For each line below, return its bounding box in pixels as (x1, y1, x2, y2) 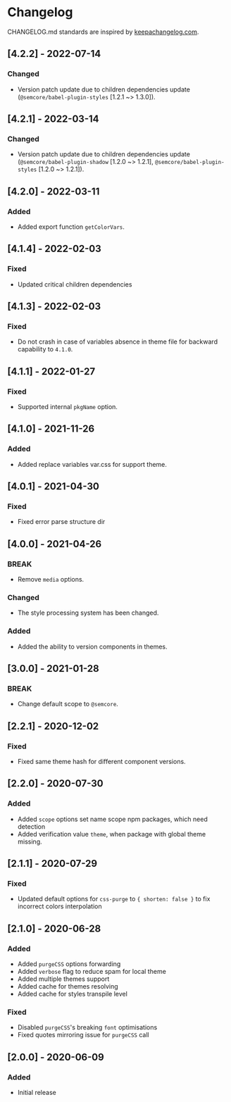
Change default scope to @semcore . (17, 700, 118, 708)
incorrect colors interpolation (17, 902, 102, 910)
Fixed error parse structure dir (17, 518, 106, 526)
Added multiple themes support (17, 975, 110, 983)
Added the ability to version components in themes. (17, 642, 168, 651)
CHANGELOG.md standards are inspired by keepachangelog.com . (7, 27, 199, 36)
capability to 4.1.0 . (17, 345, 73, 353)
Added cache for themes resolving (17, 982, 118, 991)
